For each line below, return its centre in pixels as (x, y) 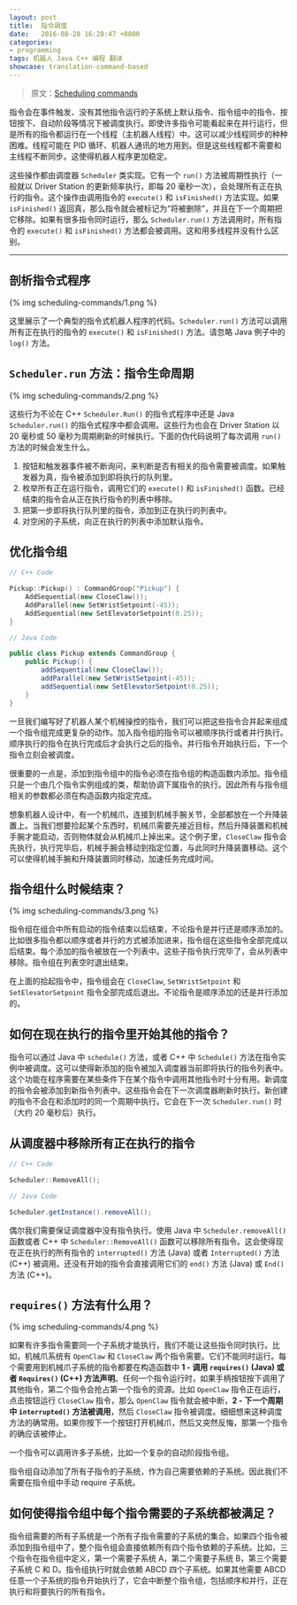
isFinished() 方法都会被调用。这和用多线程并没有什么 (173, 230)
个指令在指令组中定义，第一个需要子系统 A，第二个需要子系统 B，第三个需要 (148, 1558)
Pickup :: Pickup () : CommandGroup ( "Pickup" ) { (94, 589)
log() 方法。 (32, 343)
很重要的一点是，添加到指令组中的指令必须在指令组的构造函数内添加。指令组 (148, 773)
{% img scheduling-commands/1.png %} (83, 302)
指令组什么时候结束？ (67, 888)
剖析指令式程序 (50, 280)
